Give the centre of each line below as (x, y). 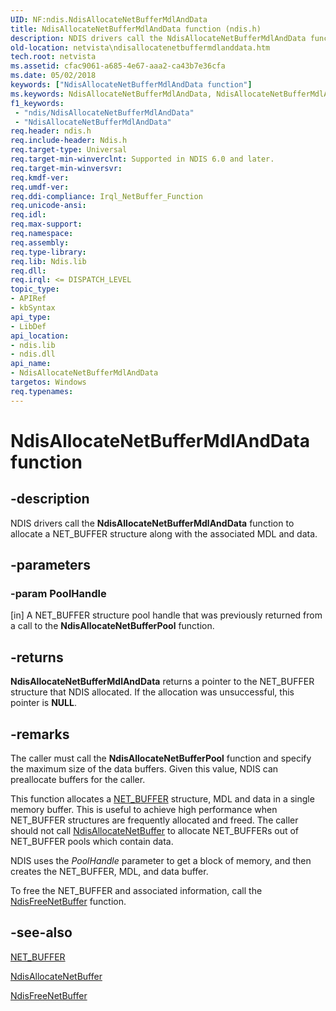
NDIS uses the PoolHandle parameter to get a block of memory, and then (161, 860)
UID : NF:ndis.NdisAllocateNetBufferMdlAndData (109, 19)
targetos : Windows (48, 382)
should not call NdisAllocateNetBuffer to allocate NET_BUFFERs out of (155, 830)
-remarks (40, 734)
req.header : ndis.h (51, 131)
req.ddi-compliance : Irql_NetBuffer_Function (106, 196)
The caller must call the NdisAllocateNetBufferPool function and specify (161, 758)
